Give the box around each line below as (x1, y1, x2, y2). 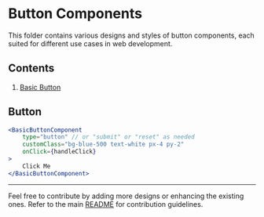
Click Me (22, 162, 51, 170)
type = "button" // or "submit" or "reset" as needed (22, 133, 195, 141)
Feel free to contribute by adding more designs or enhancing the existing (8, 191, 244, 201)
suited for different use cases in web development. (8, 38, 173, 48)
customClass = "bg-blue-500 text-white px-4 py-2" (22, 140, 185, 149)
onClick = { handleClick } (22, 148, 97, 156)
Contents (8, 62, 55, 75)
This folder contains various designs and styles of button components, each (8, 31, 255, 40)
